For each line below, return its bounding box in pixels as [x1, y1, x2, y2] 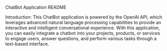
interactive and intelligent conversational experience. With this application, [5, 25, 160, 31]
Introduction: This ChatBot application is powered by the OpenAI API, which [5, 14, 162, 20]
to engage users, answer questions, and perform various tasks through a [5, 35, 157, 41]
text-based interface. [5, 41, 49, 47]
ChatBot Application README [5, 5, 67, 10]
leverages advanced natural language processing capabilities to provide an [5, 20, 161, 25]
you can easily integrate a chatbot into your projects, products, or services [5, 30, 160, 36]
